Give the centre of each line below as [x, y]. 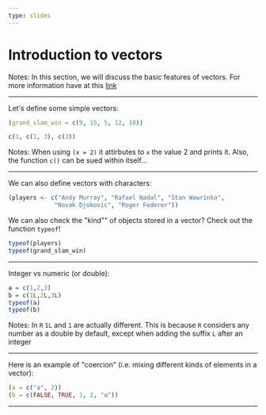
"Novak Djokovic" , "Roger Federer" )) [116, 206]
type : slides [30, 15]
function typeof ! [34, 229]
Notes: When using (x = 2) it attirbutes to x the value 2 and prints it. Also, [129, 152]
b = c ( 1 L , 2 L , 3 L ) [35, 295]
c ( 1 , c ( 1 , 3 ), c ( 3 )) [42, 137]
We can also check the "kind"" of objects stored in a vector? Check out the [131, 221]
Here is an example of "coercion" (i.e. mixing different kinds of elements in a [133, 365]
